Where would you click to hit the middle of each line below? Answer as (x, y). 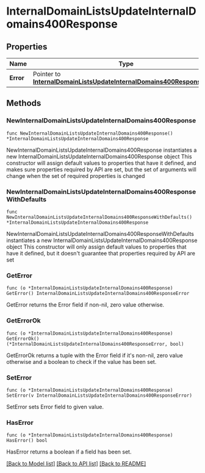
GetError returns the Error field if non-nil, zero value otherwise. (85, 305)
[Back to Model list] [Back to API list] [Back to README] (76, 464)
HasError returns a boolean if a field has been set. (69, 452)
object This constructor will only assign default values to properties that (97, 247)
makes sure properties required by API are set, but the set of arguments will (101, 169)
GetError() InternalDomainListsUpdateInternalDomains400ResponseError (98, 294)
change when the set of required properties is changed (76, 176)
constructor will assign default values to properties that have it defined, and (101, 163)
